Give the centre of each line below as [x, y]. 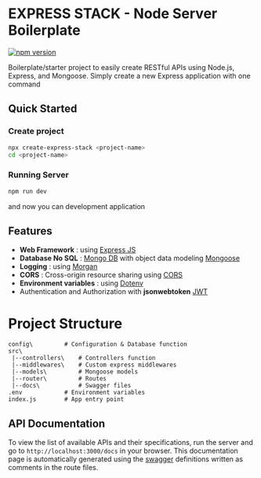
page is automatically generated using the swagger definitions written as [126, 459]
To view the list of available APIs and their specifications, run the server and [130, 443]
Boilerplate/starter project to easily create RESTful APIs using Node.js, [121, 67]
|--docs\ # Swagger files [71, 386]
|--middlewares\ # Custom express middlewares [94, 365]
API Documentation [57, 423]
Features [30, 231]
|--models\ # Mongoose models [75, 372]
